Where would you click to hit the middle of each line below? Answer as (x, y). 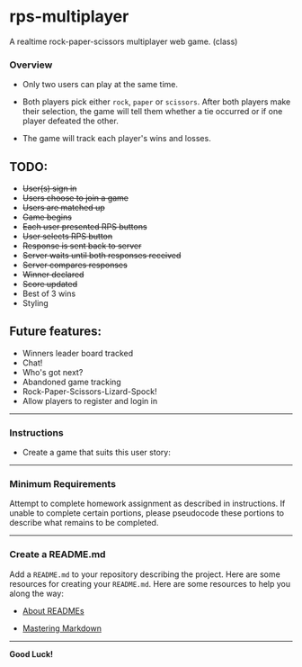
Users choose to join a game (75, 198)
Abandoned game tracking (71, 382)
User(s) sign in (49, 189)
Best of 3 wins (49, 293)
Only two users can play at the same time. (100, 85)
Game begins (47, 217)
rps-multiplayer (69, 17)
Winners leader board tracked (78, 353)
